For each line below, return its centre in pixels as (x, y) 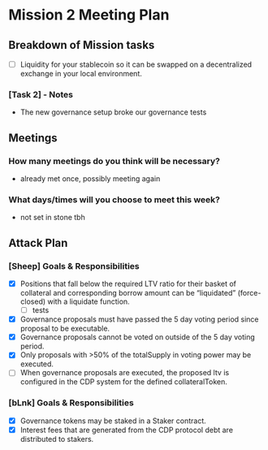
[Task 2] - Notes (41, 94)
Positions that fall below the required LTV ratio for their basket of (128, 284)
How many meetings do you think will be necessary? (115, 161)
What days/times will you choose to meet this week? (115, 199)
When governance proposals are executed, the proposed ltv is (125, 373)
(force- (249, 293)
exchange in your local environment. (81, 74)
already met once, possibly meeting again (90, 179)
